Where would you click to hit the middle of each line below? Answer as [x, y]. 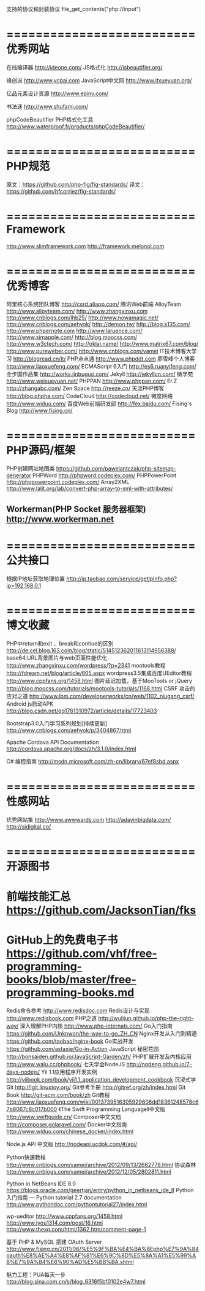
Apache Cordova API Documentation [53, 742]
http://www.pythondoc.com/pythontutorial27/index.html [77, 1204]
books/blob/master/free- [71, 980]
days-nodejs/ [23, 1072]
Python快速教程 [26, 1157]
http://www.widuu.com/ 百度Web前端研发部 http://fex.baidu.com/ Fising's [99, 404]
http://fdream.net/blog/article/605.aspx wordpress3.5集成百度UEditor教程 [99, 673]
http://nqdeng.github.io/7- [159, 1064]
